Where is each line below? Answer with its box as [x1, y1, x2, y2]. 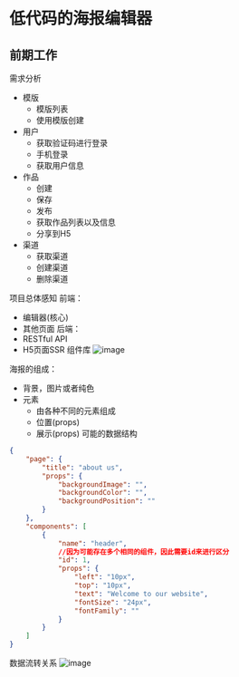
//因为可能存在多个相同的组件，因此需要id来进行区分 [57, 547, 230, 556]
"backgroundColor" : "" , [57, 488, 148, 498]
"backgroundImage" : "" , [57, 479, 148, 489]
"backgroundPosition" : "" [57, 497, 156, 506]
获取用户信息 [35, 160, 84, 170]
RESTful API [22, 334, 68, 344]
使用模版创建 [35, 115, 84, 125]
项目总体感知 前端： [9, 293, 83, 304]
